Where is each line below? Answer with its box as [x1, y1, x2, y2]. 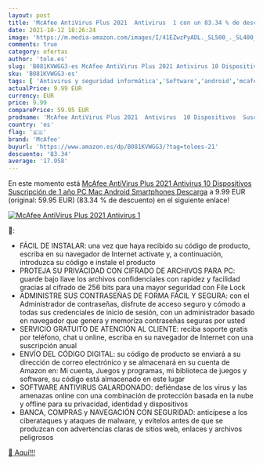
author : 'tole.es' [8, 56, 68, 64]
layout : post [8, 11, 51, 20]
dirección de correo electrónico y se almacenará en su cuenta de [19, 358, 230, 367]
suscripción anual [19, 341, 77, 351]
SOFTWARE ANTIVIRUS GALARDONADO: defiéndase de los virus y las [19, 383, 247, 392]
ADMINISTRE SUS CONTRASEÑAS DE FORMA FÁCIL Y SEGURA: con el [19, 291, 250, 300]
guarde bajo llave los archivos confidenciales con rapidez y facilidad [19, 274, 240, 284]
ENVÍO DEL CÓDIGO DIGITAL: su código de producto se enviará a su [19, 350, 241, 359]
